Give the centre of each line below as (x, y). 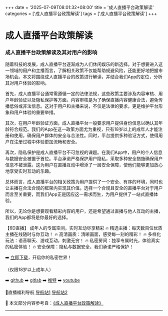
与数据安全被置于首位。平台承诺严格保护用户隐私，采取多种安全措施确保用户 (84, 158)
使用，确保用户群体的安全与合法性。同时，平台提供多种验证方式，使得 (86, 135)
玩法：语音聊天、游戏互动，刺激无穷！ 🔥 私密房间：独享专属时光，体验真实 (82, 240)
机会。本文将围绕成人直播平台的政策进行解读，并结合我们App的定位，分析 (86, 77)
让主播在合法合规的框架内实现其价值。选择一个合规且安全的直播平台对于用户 (84, 188)
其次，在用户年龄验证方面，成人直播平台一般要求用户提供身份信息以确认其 (82, 123)
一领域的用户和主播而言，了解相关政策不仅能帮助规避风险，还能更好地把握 (82, 70)
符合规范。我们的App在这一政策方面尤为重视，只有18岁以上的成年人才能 (84, 129)
